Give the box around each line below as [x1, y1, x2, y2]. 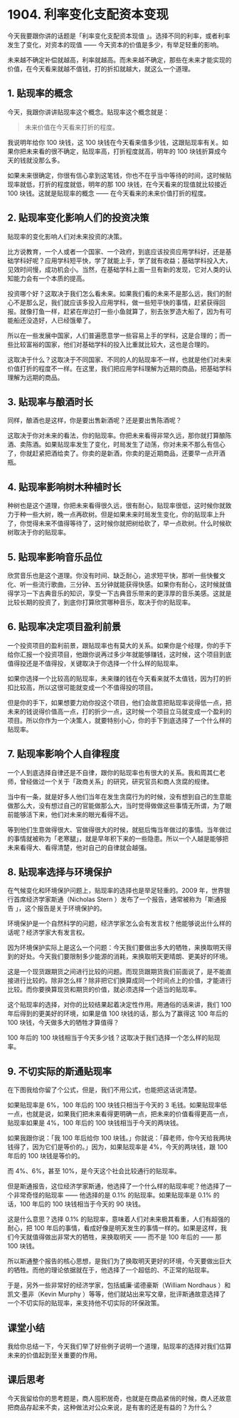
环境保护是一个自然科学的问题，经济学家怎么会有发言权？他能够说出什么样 [7, 919, 225, 928]
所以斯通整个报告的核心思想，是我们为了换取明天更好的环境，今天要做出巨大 [7, 1257, 232, 1265]
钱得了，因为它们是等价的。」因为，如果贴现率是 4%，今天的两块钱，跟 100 [7, 1143, 228, 1151]
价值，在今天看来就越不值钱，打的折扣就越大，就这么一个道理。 [7, 64, 194, 73]
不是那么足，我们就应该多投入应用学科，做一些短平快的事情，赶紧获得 [13, 298, 219, 307]
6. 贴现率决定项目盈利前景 [7, 621, 122, 633]
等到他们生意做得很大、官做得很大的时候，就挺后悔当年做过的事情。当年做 [7, 825, 225, 834]
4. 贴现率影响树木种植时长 [7, 481, 122, 493]
